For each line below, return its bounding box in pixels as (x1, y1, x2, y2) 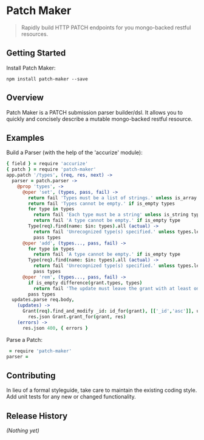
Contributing (6, 370, 56, 381)
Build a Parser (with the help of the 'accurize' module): (6, 149, 143, 156)
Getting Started (6, 48, 66, 59)
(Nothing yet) (6, 427, 39, 434)
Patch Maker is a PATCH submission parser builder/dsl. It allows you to (6, 108, 183, 116)
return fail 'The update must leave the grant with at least (33, 285, 191, 291)
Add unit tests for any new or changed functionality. (6, 393, 137, 400)
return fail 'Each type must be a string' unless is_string (33, 211, 189, 218)
